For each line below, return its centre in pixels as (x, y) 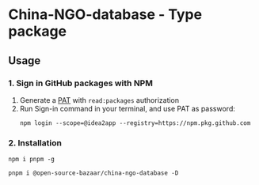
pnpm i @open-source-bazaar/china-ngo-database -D (93, 173)
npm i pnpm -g (32, 160)
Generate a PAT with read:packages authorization (99, 100)
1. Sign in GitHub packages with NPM (80, 83)
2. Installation (35, 142)
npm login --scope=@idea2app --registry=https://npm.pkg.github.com (135, 123)
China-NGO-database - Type (105, 15)
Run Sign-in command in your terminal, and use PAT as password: (127, 108)
